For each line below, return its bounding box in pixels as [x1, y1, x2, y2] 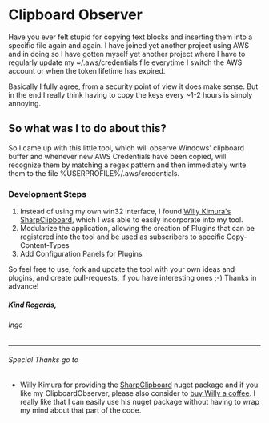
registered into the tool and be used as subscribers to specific [19, 232, 226, 241]
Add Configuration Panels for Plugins [19, 249, 143, 259]
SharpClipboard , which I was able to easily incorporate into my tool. [19, 215, 243, 225]
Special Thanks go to [8, 355, 78, 365]
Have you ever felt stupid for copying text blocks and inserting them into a [8, 32, 253, 42]
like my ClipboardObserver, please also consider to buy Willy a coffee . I [19, 388, 256, 397]
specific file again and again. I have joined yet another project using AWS [8, 40, 250, 50]
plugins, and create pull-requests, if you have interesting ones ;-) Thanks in [8, 273, 257, 283]
